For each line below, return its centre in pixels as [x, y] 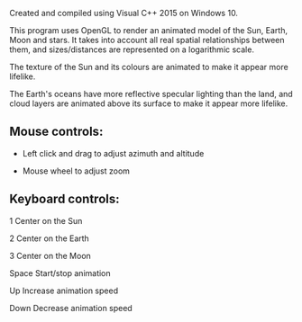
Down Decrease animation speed [71, 308]
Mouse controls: [56, 132]
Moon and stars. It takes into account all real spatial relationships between [147, 40]
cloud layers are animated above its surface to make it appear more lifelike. [149, 103]
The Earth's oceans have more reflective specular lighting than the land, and [151, 94]
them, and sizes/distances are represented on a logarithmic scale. [132, 49]
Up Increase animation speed [64, 291]
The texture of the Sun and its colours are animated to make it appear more [149, 67]
